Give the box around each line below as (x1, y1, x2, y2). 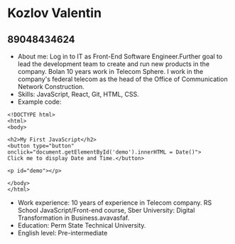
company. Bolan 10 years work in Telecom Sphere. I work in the (17, 68, 204, 75)
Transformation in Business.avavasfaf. (17, 213, 130, 222)
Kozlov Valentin (7, 5, 102, 21)
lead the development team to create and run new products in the (17, 60, 210, 68)
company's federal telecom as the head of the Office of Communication (17, 75, 229, 83)
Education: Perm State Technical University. (17, 221, 146, 229)
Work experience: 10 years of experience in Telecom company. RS (17, 198, 212, 207)
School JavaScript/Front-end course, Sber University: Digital (17, 206, 195, 214)
